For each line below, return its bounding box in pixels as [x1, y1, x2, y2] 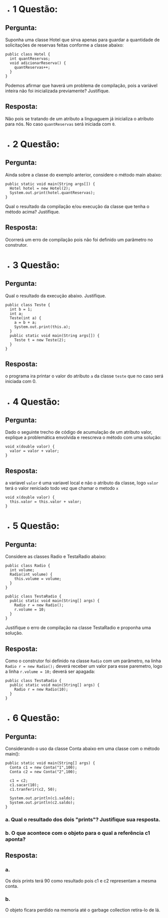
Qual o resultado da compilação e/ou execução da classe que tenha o [5, 203, 149, 209]
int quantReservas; [10, 56, 51, 61]
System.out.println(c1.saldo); [10, 796, 75, 801]
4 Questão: [12, 396, 60, 407]
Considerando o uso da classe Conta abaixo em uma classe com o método [5, 746, 160, 752]
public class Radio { [5, 563, 51, 569]
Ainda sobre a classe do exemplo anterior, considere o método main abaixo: [5, 171, 162, 177]
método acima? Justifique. [5, 209, 60, 215]
